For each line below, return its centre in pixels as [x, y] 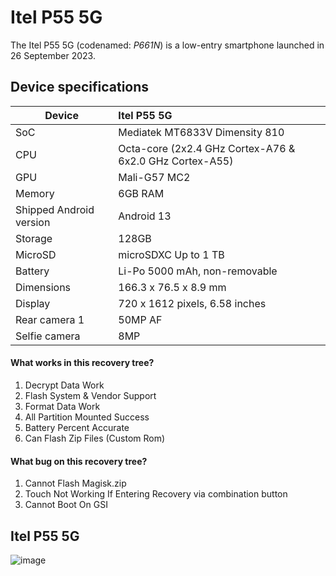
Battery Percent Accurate [77, 427]
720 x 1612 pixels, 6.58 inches [192, 303]
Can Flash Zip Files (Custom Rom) [95, 438]
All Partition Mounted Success [87, 417]
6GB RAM [141, 193]
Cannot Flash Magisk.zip [75, 483]
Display [33, 303]
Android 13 [145, 216]
